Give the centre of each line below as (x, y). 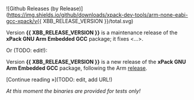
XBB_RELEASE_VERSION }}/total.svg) (88, 21)
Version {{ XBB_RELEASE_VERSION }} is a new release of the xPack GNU (96, 62)
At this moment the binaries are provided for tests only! (73, 91)
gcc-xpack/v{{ (24, 21)
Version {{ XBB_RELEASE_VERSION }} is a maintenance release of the (92, 33)
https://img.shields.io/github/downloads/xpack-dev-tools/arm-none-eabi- (98, 15)
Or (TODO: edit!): (27, 50)
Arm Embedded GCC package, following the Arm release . (77, 68)
